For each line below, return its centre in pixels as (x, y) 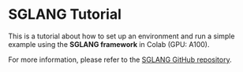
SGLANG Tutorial (65, 14)
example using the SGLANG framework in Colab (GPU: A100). (109, 44)
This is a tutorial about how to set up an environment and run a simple (121, 36)
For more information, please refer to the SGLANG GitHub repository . (120, 59)
